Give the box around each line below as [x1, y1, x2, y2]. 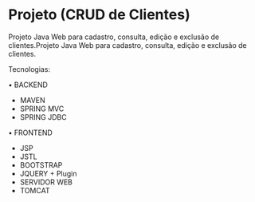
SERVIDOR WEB [19, 177, 73, 187]
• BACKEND [8, 80, 48, 89]
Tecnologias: [8, 64, 50, 73]
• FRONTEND [8, 128, 53, 137]
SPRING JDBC [19, 112, 67, 121]
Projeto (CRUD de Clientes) [8, 6, 190, 24]
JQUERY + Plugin [19, 168, 77, 178]
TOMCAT [19, 185, 50, 195]
